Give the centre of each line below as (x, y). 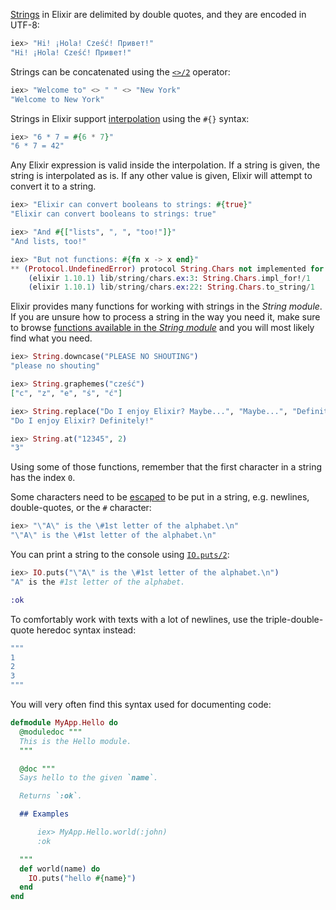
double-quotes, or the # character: (81, 508)
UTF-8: (25, 25)
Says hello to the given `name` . (89, 778)
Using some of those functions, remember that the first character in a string (166, 467)
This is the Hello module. (75, 741)
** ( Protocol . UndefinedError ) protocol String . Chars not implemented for (167, 269)
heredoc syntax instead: (86, 630)
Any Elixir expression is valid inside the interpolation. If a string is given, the (165, 165)
